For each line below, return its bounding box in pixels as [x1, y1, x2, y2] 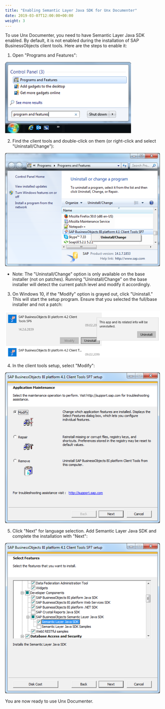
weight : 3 [5, 18, 26, 23]
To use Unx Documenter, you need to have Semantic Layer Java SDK [5, 32, 145, 38]
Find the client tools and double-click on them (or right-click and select [12, 138, 156, 144]
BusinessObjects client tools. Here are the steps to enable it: [5, 43, 127, 49]
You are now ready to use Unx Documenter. [5, 698, 93, 704]
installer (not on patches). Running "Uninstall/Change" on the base [12, 276, 147, 282]
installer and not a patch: [12, 301, 63, 307]
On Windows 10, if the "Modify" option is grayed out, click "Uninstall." [12, 291, 153, 297]
